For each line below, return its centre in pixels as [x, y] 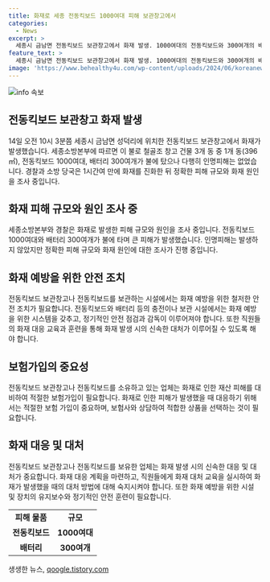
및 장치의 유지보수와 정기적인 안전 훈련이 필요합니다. [90, 497]
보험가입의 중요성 [49, 367]
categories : [28, 23]
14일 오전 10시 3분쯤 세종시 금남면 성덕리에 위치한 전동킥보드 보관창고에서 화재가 [135, 141]
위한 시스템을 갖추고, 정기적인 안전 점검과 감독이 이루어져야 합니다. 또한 [128, 319]
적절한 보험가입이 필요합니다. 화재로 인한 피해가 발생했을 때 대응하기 [136, 398]
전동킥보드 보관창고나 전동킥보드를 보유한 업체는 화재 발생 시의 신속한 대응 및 [129, 466]
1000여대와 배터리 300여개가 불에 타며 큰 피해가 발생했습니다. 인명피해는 [123, 240]
